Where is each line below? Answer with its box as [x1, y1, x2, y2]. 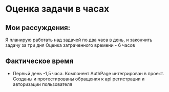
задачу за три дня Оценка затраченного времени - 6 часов [5, 42, 136, 48]
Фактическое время [5, 57, 74, 66]
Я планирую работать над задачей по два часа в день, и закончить [5, 37, 153, 43]
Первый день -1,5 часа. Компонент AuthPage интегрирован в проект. [12, 70, 164, 76]
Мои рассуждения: [5, 23, 71, 32]
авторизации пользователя [12, 81, 73, 87]
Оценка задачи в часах [5, 3, 110, 15]
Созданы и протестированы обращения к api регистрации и [12, 76, 145, 82]
